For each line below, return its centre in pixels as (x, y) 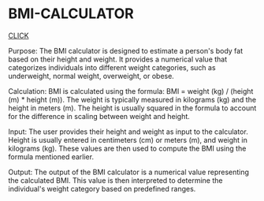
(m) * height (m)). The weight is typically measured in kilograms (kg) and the (132, 99)
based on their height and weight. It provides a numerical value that (118, 59)
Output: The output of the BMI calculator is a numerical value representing (129, 172)
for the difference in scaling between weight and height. (99, 116)
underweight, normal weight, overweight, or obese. (91, 76)
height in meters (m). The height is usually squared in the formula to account (132, 108)
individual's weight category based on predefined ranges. (102, 188)
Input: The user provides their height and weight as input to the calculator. (128, 132)
